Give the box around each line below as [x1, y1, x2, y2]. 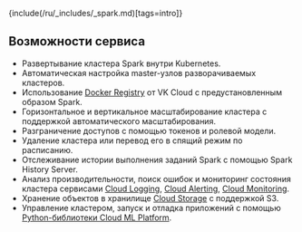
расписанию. [21, 144, 73, 155]
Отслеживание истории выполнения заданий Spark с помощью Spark [21, 154, 293, 165]
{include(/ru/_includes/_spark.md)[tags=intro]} [8, 8, 183, 18]
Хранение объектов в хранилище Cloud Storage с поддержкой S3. [21, 192, 279, 203]
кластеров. [21, 77, 65, 88]
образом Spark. [21, 96, 83, 107]
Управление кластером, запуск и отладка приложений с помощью [21, 202, 282, 213]
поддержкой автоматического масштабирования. [21, 115, 217, 126]
